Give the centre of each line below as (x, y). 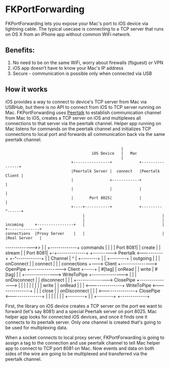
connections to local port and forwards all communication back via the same (85, 134)
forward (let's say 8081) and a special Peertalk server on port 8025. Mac (81, 311)
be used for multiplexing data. (37, 327)
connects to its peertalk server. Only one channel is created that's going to (83, 322)
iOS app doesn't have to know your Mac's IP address (68, 68)
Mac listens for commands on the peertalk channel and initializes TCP (78, 129)
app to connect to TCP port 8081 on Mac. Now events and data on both (80, 348)
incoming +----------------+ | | (85, 224)
